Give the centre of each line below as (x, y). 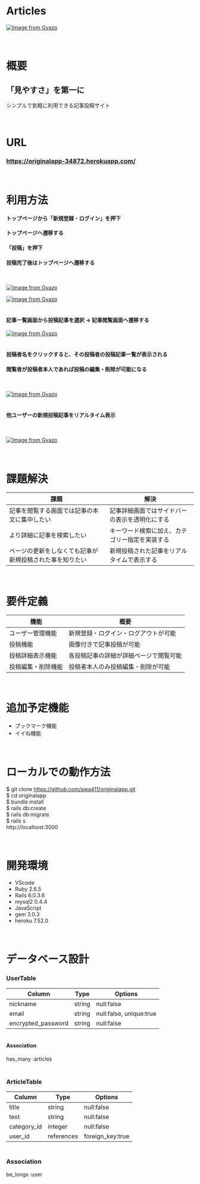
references (63, 1136)
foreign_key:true (107, 1136)
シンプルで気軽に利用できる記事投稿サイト (58, 105)
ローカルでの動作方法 (59, 772)
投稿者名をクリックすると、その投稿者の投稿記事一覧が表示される (87, 354)
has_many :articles (29, 1059)
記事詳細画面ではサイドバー (149, 511)
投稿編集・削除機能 (36, 667)
